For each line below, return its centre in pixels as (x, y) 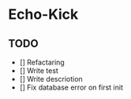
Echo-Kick (43, 15)
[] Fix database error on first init (71, 87)
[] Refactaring (42, 62)
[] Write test (39, 71)
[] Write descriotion (51, 79)
